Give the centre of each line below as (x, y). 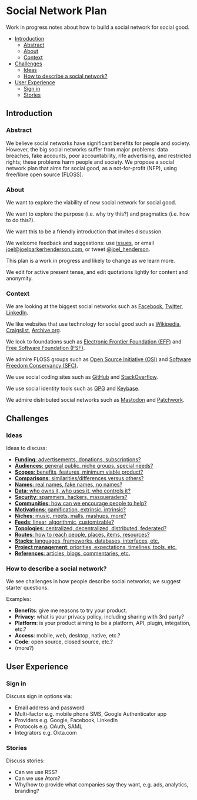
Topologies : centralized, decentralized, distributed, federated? (91, 528)
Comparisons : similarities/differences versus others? (79, 478)
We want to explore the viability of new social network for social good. (91, 202)
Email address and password (50, 708)
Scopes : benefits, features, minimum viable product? (79, 472)
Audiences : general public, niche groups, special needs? (84, 465)
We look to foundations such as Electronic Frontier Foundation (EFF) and (94, 342)
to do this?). (21, 220)
